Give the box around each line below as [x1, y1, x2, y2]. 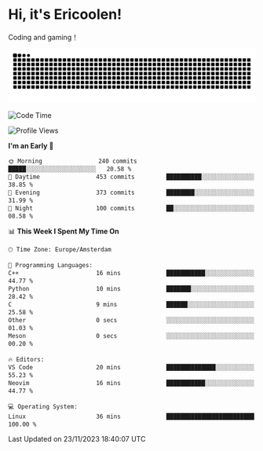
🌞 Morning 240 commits [8, 157, 137, 165]
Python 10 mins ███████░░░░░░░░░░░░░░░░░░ [8, 284, 255, 292]
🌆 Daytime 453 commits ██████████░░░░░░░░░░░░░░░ [8, 173, 255, 181]
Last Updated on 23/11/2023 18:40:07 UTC [8, 434, 146, 443]
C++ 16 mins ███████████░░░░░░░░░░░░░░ [8, 269, 255, 277]
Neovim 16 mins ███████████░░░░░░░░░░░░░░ [8, 379, 255, 387]
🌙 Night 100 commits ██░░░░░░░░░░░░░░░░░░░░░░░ [8, 204, 255, 212]
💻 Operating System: [8, 402, 79, 410]
